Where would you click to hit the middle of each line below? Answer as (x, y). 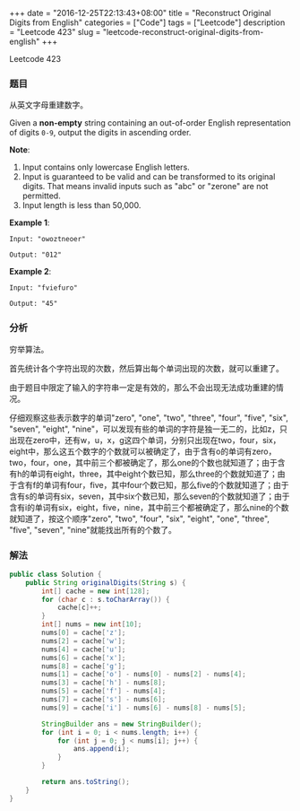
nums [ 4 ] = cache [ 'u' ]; (84, 650)
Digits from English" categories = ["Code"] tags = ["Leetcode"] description (147, 22)
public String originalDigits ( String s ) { (106, 582)
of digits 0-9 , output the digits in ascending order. (100, 133)
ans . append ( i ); (101, 749)
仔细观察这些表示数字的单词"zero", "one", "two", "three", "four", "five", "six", (149, 417)
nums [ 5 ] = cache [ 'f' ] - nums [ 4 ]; (104, 691)
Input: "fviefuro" (43, 288)
